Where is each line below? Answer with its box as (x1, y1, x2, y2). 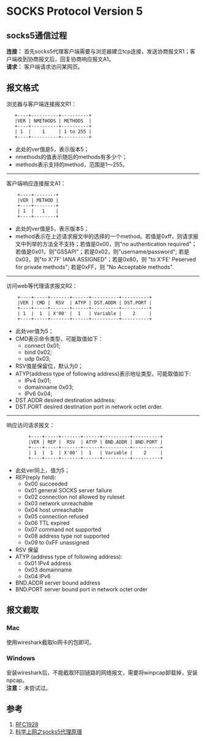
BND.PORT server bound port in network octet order (15, 585, 148, 593)
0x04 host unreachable (24, 506, 84, 513)
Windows (6, 654, 36, 662)
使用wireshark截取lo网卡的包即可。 (6, 638, 95, 646)
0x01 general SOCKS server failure (24, 486, 112, 494)
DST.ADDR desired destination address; (15, 396, 116, 403)
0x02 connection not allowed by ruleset (24, 493, 125, 500)
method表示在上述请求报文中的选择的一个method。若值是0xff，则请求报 (15, 232, 199, 240)
